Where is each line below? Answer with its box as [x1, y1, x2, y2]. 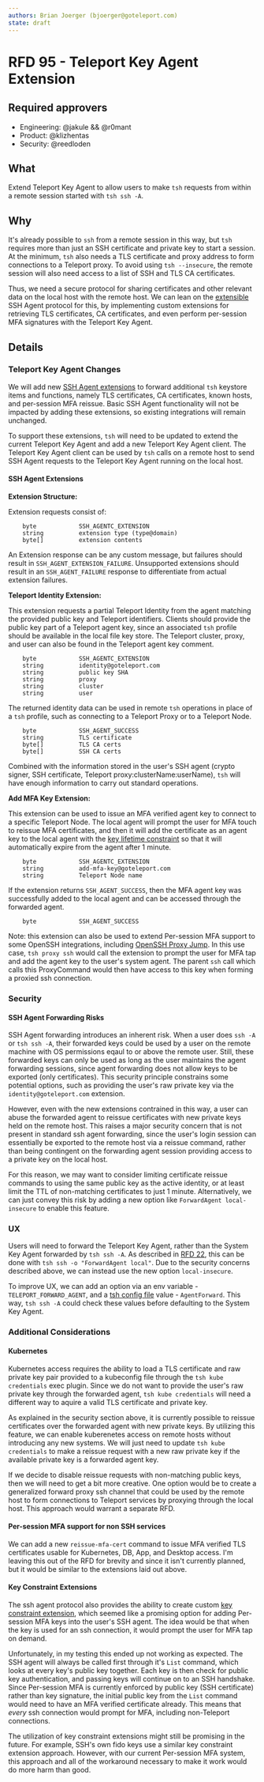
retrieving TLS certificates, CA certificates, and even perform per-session [8, 309, 247, 318]
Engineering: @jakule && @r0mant [19, 122, 132, 131]
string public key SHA [22, 669, 128, 676]
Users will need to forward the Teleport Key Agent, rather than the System [8, 1241, 249, 1251]
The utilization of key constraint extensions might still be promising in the [8, 1731, 246, 1741]
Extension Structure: [8, 492, 78, 502]
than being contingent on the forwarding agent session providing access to [8, 1147, 252, 1156]
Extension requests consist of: [8, 507, 106, 517]
